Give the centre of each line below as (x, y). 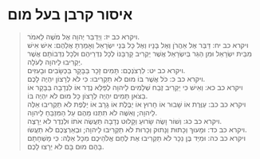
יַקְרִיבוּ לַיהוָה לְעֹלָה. (55, 62)
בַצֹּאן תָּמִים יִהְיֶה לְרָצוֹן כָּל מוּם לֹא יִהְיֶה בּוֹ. (87, 95)
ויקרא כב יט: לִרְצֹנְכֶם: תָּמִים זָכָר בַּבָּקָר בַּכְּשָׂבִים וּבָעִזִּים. (106, 70)
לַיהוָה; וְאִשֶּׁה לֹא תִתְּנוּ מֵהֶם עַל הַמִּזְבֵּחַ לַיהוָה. (92, 112)
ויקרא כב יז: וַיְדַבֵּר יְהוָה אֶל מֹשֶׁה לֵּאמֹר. (83, 37)
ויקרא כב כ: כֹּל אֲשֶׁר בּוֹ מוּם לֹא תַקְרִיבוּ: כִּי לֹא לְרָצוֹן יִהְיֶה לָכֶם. (116, 79)
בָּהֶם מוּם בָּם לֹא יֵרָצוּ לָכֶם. (65, 146)
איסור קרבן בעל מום (70, 15)
